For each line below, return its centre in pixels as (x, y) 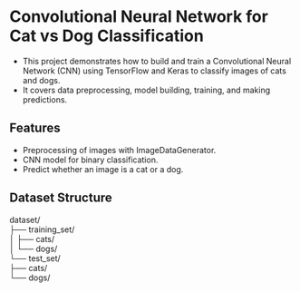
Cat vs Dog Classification (106, 36)
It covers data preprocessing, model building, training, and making (146, 90)
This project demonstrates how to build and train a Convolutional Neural (157, 61)
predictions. (45, 99)
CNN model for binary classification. (90, 160)
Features (35, 128)
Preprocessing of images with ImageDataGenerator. (119, 150)
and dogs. (41, 80)
